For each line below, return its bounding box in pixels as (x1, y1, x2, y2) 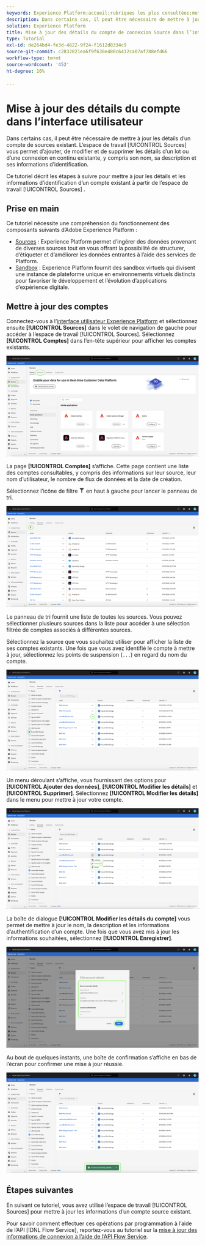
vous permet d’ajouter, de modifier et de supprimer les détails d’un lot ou (6, 147, 189, 155)
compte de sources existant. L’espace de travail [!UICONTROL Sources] (6, 141, 187, 149)
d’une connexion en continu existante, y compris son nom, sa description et (6, 154, 196, 162)
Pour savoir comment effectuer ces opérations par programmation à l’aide (6, 1220, 192, 1227)
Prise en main (6, 203, 59, 214)
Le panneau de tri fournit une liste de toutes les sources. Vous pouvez (6, 613, 182, 621)
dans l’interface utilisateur (6, 114, 143, 129)
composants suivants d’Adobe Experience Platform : (6, 226, 137, 234)
